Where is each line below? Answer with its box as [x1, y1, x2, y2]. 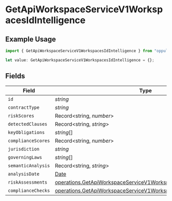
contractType [8, 104, 40, 110]
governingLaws [8, 154, 42, 160]
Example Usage [5, 35, 56, 43]
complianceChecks [8, 188, 50, 193]
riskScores [8, 113, 34, 119]
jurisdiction [8, 146, 40, 152]
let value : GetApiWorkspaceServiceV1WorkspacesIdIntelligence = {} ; [5, 57, 155, 62]
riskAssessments [8, 179, 48, 185]
